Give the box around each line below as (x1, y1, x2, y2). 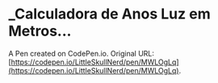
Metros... (8, 22, 72, 40)
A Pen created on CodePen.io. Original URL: (8, 48, 155, 58)
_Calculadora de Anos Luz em (8, 5, 212, 23)
